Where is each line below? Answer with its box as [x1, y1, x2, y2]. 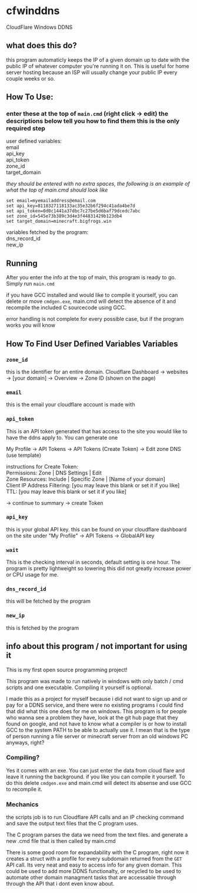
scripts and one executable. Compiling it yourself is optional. [6, 684, 153, 691]
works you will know [6, 322, 56, 329]
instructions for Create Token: [6, 463, 78, 470]
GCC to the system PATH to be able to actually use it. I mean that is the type [6, 726, 190, 733]
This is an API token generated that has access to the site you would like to [6, 427, 188, 434]
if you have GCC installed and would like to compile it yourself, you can [6, 292, 178, 299]
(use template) [6, 451, 42, 459]
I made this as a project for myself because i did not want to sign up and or [6, 695, 188, 702]
